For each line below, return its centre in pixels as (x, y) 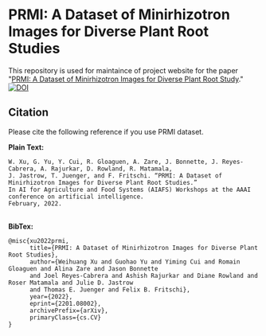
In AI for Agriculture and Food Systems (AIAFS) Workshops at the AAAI (129, 189)
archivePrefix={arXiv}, (69, 311)
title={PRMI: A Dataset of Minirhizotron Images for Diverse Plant (144, 248)
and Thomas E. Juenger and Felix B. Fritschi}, (110, 289)
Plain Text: (26, 147)
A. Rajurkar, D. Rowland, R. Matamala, (106, 169)
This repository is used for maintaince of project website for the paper (123, 70)
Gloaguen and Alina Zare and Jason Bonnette (83, 268)
